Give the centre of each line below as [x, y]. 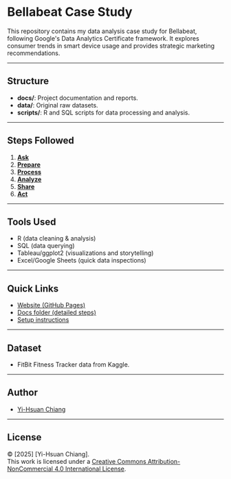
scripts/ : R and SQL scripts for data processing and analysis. [103, 112]
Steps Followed [41, 141]
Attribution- [164, 461]
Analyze [29, 179]
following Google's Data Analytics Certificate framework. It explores [103, 38]
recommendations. [34, 53]
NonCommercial [30, 469]
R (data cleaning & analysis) [56, 238]
